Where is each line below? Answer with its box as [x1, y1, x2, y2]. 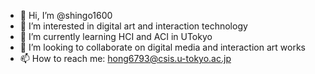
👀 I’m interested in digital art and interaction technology [19, 20, 248, 32]
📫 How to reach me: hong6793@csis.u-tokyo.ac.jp [19, 53, 232, 64]
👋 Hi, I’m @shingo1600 [19, 10, 113, 21]
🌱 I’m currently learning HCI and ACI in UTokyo [19, 31, 213, 42]
